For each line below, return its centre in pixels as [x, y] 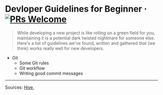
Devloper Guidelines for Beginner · [76, 9]
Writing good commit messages [51, 73]
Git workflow [32, 68]
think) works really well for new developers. [60, 48]
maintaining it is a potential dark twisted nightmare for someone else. [86, 38]
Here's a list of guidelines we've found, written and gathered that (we [86, 43]
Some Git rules [34, 63]
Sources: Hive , [20, 87]
